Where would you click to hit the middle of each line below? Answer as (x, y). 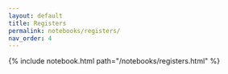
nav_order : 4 (30, 38)
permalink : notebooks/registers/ (64, 31)
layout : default (35, 16)
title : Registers (37, 23)
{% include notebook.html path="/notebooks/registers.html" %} (114, 61)
